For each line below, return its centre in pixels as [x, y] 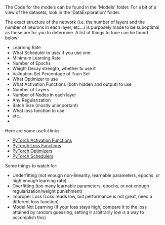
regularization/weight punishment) [47, 191]
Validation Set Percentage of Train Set [51, 74]
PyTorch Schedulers [33, 156]
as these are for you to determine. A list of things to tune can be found [77, 32]
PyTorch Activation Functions [42, 140]
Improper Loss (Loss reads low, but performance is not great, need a [82, 196]
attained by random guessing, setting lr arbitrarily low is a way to [78, 212]
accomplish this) [29, 217]
